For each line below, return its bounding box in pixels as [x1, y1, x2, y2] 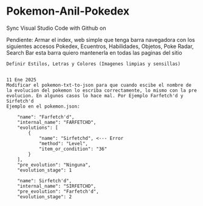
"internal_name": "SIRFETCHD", [17, 183, 97, 189]
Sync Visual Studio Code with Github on [6, 24, 106, 32]
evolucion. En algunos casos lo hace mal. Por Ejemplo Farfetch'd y [6, 92, 184, 98]
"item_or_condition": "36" [38, 146, 108, 152]
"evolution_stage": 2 [17, 193, 72, 200]
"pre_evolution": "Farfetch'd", [17, 188, 99, 194]
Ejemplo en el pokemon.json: [6, 103, 80, 109]
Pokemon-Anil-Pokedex [6, 4, 129, 18]
